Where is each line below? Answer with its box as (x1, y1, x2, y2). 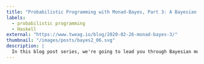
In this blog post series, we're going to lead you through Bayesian (12, 49, 191, 55)
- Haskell (12, 26, 36, 32)
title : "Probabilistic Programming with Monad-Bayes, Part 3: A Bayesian (6, 9, 197, 15)
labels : (6, 15, 26, 21)
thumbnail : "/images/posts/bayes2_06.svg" (6, 37, 115, 43)
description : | (6, 43, 45, 49)
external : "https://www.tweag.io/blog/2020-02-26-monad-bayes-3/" (6, 32, 178, 38)
